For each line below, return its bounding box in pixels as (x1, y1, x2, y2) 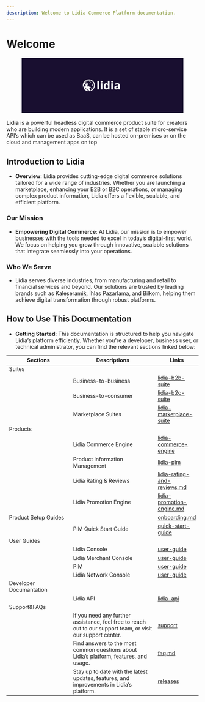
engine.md (157, 505, 185, 512)
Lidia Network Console (73, 571, 131, 578)
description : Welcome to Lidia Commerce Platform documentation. (6, 10, 176, 16)
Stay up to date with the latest (73, 668, 148, 675)
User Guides (9, 537, 41, 545)
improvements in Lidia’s (73, 681, 132, 688)
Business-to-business (73, 377, 131, 385)
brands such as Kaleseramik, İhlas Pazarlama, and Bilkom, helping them (15, 289, 196, 297)
